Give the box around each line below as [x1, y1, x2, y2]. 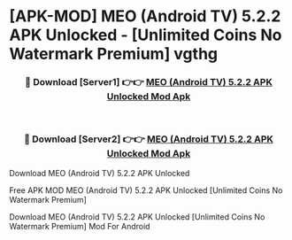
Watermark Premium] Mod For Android [9, 221, 150, 231]
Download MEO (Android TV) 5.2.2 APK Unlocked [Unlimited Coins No [9, 211, 265, 222]
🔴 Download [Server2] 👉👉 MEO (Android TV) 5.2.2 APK [23, 133, 274, 145]
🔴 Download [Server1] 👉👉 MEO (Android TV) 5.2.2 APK [25, 76, 273, 89]
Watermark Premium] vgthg [9, 44, 219, 64]
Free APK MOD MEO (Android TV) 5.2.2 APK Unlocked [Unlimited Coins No [9, 184, 283, 196]
